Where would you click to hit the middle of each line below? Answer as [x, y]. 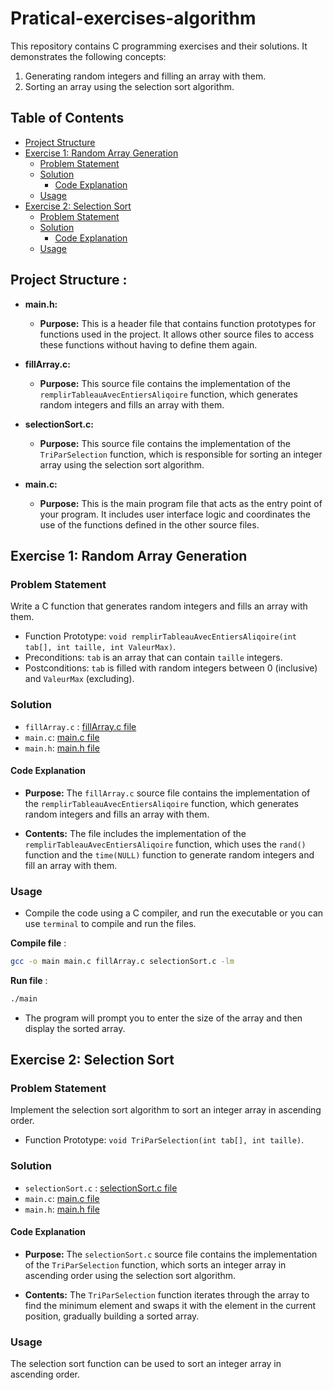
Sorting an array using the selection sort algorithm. [129, 86]
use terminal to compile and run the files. [110, 924]
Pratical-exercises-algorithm [133, 18]
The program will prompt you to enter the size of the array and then [163, 1018]
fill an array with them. [71, 865]
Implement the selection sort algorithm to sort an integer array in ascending [166, 1110]
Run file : [29, 980]
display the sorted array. [75, 1028]
